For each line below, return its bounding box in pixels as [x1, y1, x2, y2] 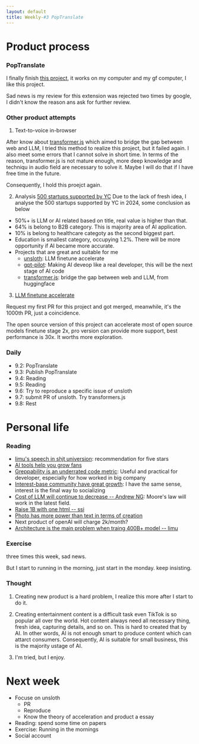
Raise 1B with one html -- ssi [14, 506, 85, 513]
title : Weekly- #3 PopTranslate [6, 14, 84, 20]
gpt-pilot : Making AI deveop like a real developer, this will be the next [23, 261, 193, 268]
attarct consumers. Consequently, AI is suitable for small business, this [14, 636, 188, 643]
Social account [14, 732, 52, 739]
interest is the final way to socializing [14, 487, 106, 494]
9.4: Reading [14, 375, 46, 382]
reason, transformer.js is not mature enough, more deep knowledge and [6, 157, 182, 164]
